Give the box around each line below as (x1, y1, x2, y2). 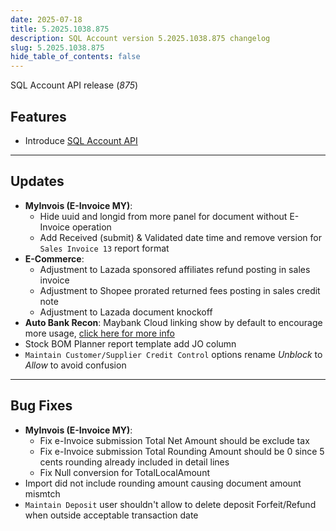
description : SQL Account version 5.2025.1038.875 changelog (10, 33, 271, 43)
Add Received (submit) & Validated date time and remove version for (39, 231, 322, 243)
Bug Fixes (10, 397, 73, 415)
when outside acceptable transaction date (24, 509, 199, 521)
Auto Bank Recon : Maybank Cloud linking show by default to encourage (24, 316, 323, 328)
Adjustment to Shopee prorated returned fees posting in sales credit (39, 284, 321, 296)
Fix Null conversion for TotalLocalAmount (39, 466, 211, 478)
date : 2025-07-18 (10, 14, 83, 25)
